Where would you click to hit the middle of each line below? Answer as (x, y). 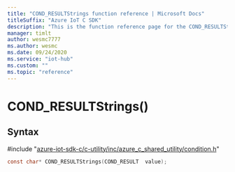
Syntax (23, 132)
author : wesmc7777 (34, 40)
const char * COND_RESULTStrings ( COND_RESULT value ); (87, 162)
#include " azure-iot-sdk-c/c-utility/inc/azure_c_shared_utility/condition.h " (113, 149)
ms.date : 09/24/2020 (37, 53)
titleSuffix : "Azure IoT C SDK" (54, 20)
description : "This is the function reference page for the (97, 26)
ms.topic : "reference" (40, 72)
